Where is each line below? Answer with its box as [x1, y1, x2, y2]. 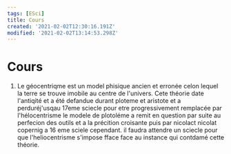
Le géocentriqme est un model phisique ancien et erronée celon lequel [17, 82, 219, 90]
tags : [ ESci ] [7, 10, 45, 17]
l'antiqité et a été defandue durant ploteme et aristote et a [17, 97, 181, 105]
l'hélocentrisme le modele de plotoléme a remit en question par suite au [17, 111, 221, 119]
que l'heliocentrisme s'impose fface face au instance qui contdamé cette [17, 133, 225, 142]
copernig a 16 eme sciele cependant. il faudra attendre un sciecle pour [17, 126, 219, 135]
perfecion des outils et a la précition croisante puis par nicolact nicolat [17, 119, 217, 127]
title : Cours [7, 17, 45, 23]
